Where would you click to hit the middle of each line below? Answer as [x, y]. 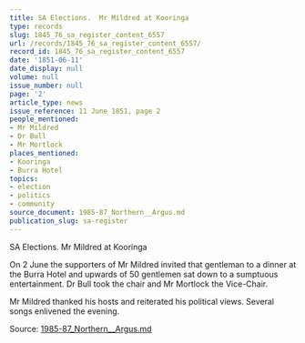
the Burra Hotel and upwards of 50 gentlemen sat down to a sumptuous [144, 274]
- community [32, 204]
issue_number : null [46, 86]
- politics [30, 196]
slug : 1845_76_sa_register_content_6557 [87, 35]
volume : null [34, 77]
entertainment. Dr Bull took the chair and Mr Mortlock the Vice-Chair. [139, 284]
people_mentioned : [44, 119]
